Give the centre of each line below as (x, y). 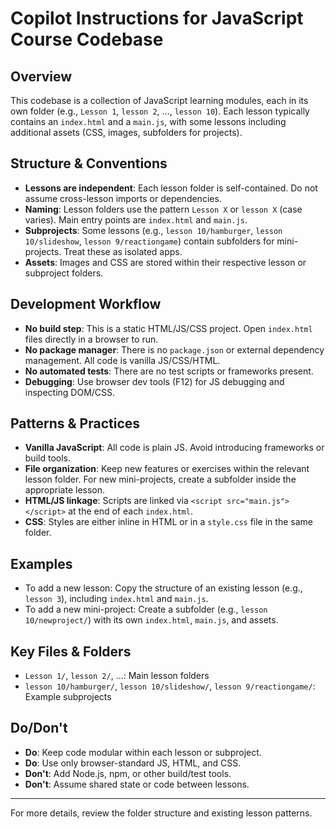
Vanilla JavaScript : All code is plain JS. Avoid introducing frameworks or (174, 448)
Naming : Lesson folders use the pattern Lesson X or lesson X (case (163, 209)
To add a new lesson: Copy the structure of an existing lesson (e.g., (163, 588)
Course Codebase (87, 39)
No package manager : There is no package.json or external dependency (174, 349)
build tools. (47, 458)
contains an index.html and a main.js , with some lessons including (148, 121)
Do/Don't (39, 728)
